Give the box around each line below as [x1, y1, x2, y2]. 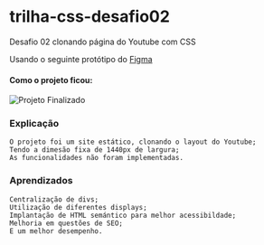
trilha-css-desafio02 [9, 6, 170, 27]
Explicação [9, 118, 60, 130]
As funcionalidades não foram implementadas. [9, 154, 184, 163]
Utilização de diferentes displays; [9, 203, 147, 212]
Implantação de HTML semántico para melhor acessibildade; [9, 211, 237, 220]
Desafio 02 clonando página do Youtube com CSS [9, 36, 196, 47]
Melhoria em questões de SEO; [9, 219, 124, 228]
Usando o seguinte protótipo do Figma [9, 53, 153, 64]
